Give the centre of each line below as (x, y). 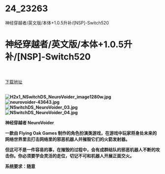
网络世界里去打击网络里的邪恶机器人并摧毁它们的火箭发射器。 (68, 139)
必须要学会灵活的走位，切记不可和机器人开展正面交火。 (78, 156)
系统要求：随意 (20, 166)
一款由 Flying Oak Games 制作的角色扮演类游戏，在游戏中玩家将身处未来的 (81, 133)
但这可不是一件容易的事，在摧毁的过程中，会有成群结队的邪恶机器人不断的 (80, 149)
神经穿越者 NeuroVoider (29, 122)
